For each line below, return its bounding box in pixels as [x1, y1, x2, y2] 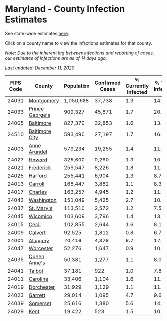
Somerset [28, 300, 52, 307]
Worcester [28, 245, 53, 252]
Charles [28, 188, 47, 195]
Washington [28, 196, 57, 203]
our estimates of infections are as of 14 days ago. [5, 55, 107, 61]
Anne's [28, 259, 46, 266]
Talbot [28, 267, 44, 274]
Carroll [28, 180, 45, 187]
